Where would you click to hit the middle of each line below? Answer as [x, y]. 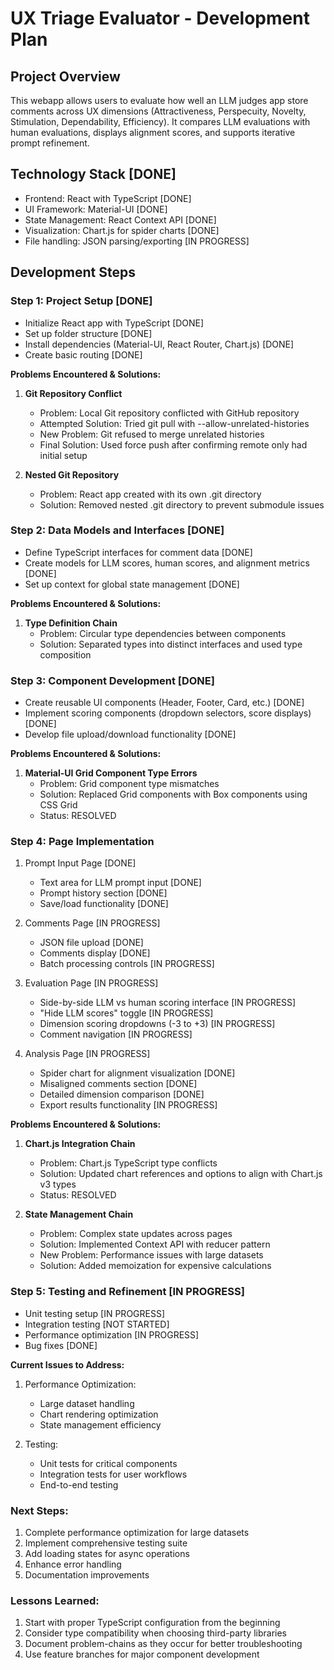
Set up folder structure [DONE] [88, 333]
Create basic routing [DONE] [83, 354]
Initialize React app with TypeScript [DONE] [114, 323]
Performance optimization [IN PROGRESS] [112, 1334]
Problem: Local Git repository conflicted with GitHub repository [169, 413]
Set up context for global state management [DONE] [132, 584]
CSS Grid [58, 805]
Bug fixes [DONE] [61, 1345]
